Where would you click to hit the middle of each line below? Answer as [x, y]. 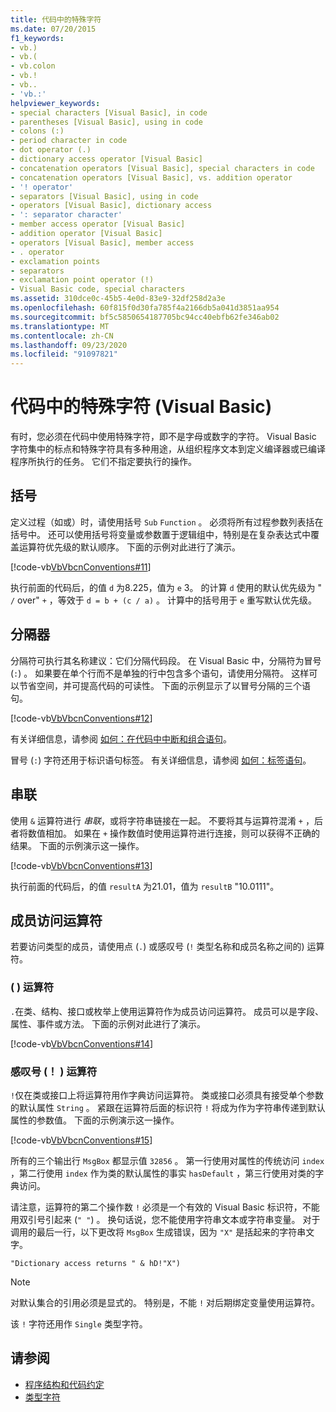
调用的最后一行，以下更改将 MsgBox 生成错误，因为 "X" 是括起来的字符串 [158, 1232]
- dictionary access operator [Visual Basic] [106, 159]
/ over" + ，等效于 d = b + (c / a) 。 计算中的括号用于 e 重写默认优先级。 [164, 600]
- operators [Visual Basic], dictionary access [111, 206]
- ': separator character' [66, 215]
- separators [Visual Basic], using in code [104, 196]
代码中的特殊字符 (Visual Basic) [141, 407]
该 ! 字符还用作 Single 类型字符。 [79, 1323]
